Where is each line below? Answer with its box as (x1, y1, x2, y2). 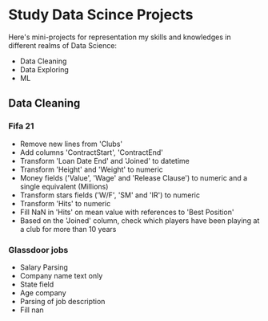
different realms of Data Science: (8, 40, 118, 50)
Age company (19, 287, 66, 298)
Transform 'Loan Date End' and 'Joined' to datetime (19, 156, 190, 165)
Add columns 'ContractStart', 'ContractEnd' (19, 147, 164, 157)
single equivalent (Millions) (19, 181, 109, 191)
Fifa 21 (8, 120, 34, 132)
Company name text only (19, 270, 103, 280)
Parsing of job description (19, 296, 106, 306)
